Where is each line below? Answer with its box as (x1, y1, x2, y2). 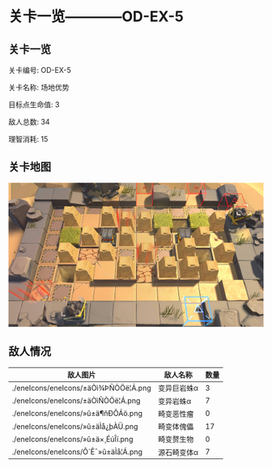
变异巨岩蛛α (157, 383, 199, 393)
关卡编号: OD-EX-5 (8, 66, 71, 75)
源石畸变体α (157, 447, 199, 457)
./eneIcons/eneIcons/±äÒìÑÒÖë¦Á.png (11, 396, 141, 406)
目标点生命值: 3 (8, 100, 60, 109)
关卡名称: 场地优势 (8, 83, 70, 92)
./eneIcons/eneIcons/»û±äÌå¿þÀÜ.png (11, 421, 138, 431)
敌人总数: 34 (8, 117, 50, 127)
